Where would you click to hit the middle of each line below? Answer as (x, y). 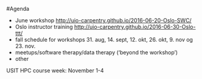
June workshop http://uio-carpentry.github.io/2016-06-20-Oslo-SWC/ (103, 20)
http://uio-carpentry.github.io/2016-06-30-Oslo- (135, 27)
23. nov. (25, 46)
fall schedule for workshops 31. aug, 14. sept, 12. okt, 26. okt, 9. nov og (104, 39)
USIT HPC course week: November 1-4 (55, 71)
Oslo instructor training (44, 27)
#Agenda (18, 9)
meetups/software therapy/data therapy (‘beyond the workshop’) (96, 52)
